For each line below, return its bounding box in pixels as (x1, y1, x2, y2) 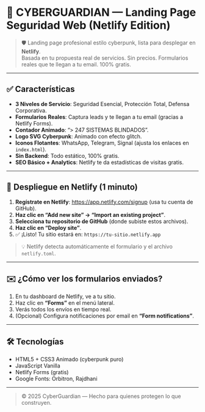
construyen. (21, 399, 52, 407)
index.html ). (15, 146, 47, 153)
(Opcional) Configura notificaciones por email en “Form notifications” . (15, 312, 194, 319)
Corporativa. (15, 107, 47, 114)
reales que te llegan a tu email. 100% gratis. (21, 60, 131, 68)
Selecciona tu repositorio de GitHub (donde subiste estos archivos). (15, 218, 189, 225)
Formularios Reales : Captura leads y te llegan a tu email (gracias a (15, 113, 183, 121)
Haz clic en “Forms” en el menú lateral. (15, 299, 115, 307)
